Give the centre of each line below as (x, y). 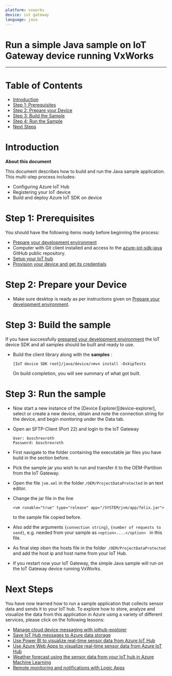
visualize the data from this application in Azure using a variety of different (84, 614)
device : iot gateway (27, 15)
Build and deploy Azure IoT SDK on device (57, 198)
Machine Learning (32, 662)
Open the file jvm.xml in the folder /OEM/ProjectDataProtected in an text (88, 483)
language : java (21, 19)
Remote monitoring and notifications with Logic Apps (69, 667)
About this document (28, 162)
